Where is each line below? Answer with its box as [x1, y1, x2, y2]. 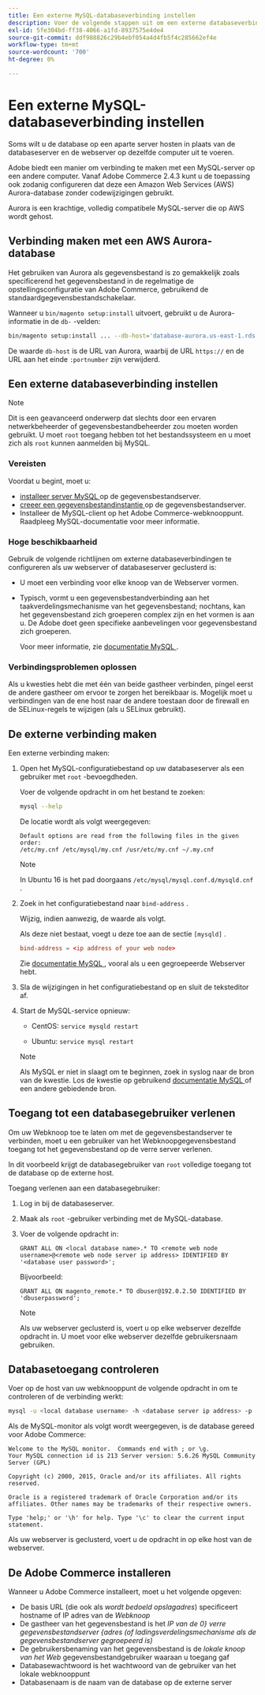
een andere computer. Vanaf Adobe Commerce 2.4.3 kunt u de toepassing [8, 171, 251, 181]
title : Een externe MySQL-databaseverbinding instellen [8, 11, 196, 20]
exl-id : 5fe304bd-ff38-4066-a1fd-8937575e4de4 [8, 26, 164, 34]
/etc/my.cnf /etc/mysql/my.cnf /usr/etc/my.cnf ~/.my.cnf [19, 845, 215, 854]
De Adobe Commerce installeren [8, 1566, 171, 1579]
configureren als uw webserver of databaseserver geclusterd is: [8, 562, 217, 572]
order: [19, 839, 42, 847]
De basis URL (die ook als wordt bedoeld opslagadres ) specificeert [19, 1602, 238, 1612]
